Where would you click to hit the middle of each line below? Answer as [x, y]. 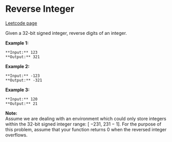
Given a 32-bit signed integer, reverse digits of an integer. [66, 33]
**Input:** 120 [21, 99]
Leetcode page [21, 23]
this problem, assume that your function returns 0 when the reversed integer [86, 129]
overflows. [16, 135]
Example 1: [17, 43]
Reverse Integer [40, 9]
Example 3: [17, 90]
